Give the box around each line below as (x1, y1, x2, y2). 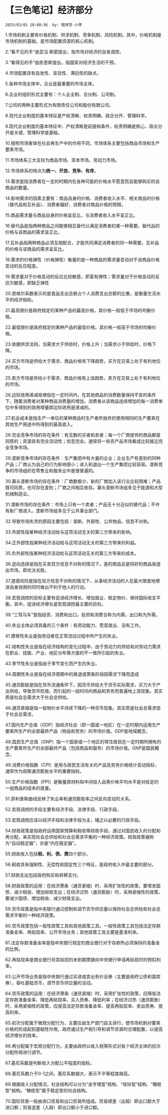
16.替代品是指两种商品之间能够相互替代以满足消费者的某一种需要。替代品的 (5, 222, 160, 228)
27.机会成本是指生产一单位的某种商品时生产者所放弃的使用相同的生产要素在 (5, 415, 160, 421)
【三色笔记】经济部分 (5, 5, 93, 16)
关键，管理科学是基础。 (13, 129, 62, 135)
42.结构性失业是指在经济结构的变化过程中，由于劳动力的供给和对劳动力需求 (5, 643, 161, 649)
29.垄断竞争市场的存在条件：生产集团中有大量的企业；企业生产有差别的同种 (5, 455, 161, 461)
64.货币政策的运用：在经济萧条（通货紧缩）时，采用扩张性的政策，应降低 (5, 990, 156, 996)
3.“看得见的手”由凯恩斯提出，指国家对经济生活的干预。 (5, 59, 118, 65)
